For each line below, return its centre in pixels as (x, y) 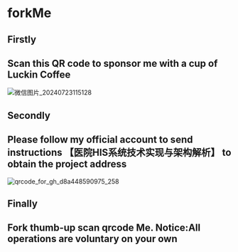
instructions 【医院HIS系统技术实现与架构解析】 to (119, 153)
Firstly (22, 40)
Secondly (29, 115)
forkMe (29, 13)
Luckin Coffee (39, 74)
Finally (22, 203)
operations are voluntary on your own (92, 239)
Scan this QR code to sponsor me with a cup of (113, 63)
